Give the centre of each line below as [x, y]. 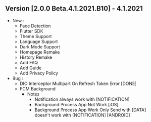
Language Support [39, 41]
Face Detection [35, 26]
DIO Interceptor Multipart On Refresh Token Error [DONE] [78, 83]
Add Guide [31, 68]
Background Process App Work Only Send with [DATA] [90, 110]
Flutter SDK [31, 31]
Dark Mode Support [40, 46]
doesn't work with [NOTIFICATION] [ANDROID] [82, 115]
